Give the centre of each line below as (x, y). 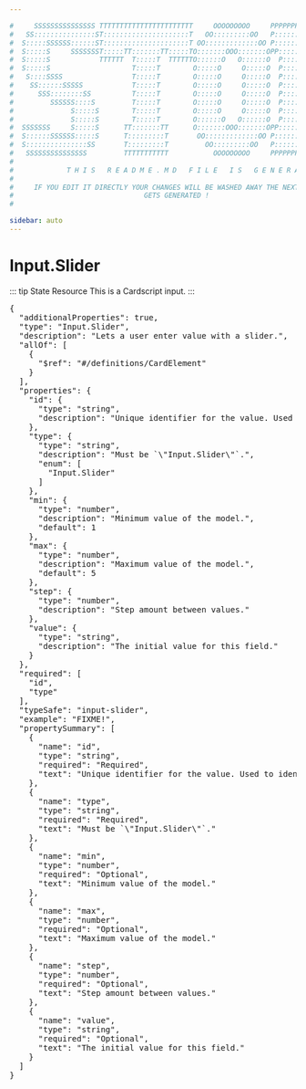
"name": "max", (72, 911)
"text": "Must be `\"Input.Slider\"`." (127, 828)
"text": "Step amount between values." (127, 993)
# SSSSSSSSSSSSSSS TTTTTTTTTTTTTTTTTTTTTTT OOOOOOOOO (130, 26)
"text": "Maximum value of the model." (127, 938)
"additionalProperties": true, (89, 317)
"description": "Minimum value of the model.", (146, 518)
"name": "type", (74, 801)
